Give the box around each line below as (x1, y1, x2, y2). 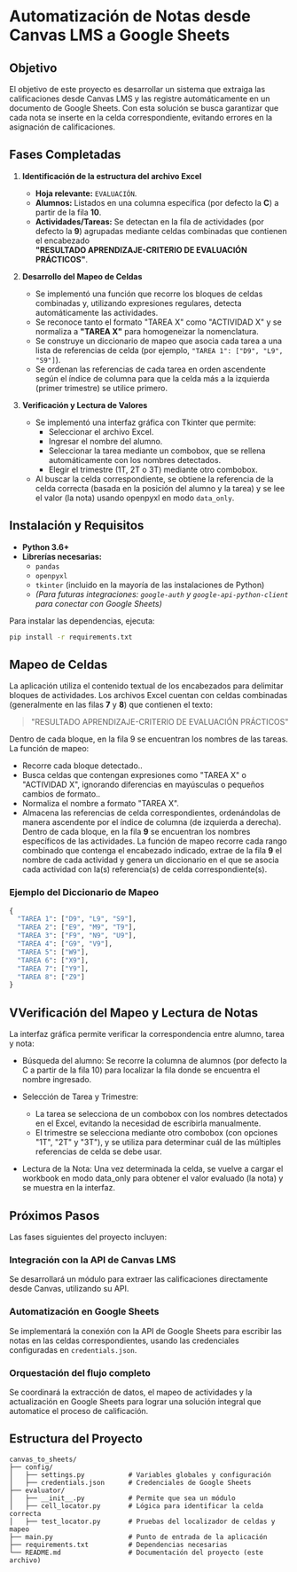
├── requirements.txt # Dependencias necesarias (9, 1540, 228, 1549)
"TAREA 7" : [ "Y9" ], (17, 964, 90, 973)
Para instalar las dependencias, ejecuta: (9, 615, 155, 626)
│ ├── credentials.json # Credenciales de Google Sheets (9, 1478, 252, 1487)
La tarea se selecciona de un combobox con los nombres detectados (35, 1109, 288, 1120)
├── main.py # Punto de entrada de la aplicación (9, 1532, 268, 1541)
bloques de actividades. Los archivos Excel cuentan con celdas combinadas (9, 690, 288, 701)
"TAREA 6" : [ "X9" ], (17, 955, 90, 964)
